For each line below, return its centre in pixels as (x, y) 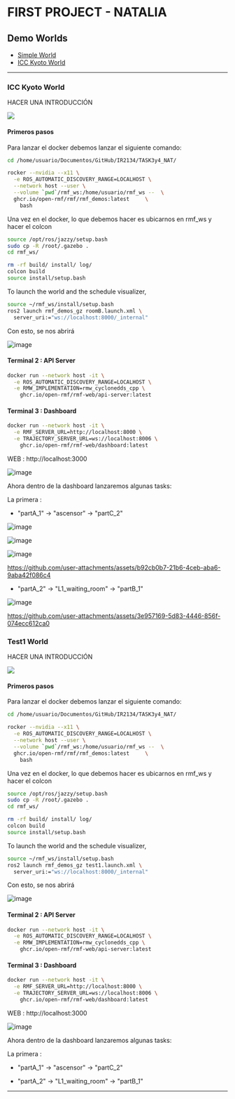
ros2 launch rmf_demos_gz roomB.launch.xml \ (74, 311)
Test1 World (28, 641)
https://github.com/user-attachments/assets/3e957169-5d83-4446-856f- (114, 616)
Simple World (37, 55)
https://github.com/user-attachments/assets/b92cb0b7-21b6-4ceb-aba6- (114, 567)
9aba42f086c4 (29, 575)
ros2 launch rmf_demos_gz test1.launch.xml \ (74, 865)
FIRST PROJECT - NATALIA (87, 12)
